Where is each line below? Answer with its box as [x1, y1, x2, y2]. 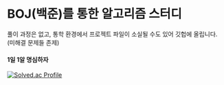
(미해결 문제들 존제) [7, 38, 60, 46]
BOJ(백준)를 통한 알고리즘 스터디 [7, 6, 182, 22]
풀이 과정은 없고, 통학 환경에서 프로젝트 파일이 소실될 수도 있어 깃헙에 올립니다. [7, 30, 218, 38]
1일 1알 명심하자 [7, 55, 49, 63]
